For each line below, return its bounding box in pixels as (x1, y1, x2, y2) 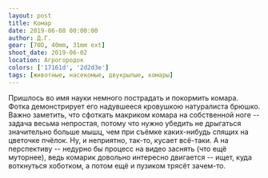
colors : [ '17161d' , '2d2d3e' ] (8, 64, 110, 72)
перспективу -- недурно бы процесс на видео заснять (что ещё (8, 144, 227, 153)
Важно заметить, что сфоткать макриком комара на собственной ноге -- (8, 109, 260, 120)
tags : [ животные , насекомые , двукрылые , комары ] (8, 71, 174, 79)
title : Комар (8, 19, 52, 27)
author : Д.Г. (8, 34, 52, 42)
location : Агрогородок (8, 57, 84, 65)
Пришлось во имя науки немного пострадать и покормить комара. (8, 93, 238, 102)
